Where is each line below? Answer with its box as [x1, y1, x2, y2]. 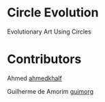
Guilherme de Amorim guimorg [7, 87, 94, 95]
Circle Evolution [7, 5, 99, 21]
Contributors [7, 51, 82, 67]
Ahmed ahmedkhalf [7, 74, 63, 82]
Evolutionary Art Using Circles [7, 27, 92, 36]
